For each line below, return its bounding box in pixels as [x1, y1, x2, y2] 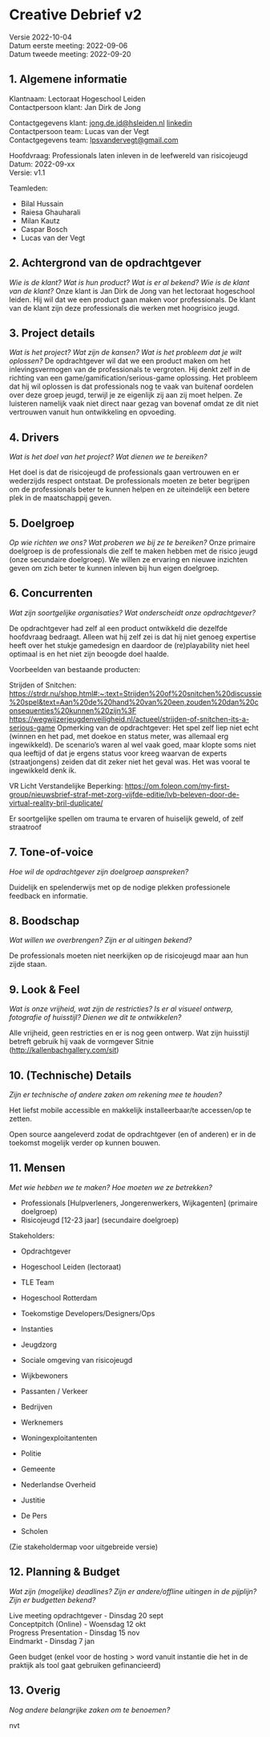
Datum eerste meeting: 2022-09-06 [9, 40, 128, 50]
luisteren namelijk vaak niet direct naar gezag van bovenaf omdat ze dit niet [9, 399, 259, 409]
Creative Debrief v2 [9, 6, 143, 24]
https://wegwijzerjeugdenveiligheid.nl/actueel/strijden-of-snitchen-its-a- [9, 714, 250, 724]
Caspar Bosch [20, 224, 68, 234]
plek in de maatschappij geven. [9, 493, 112, 503]
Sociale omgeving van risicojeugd [20, 1355, 133, 1364]
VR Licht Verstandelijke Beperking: [9, 781, 123, 790]
